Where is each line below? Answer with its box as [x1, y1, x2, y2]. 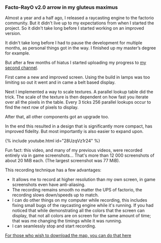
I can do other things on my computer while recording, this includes [12, 197, 147, 203]
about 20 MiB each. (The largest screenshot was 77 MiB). [5, 158, 120, 164]
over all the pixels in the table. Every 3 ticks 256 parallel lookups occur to [5, 99, 151, 105]
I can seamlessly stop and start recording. [12, 223, 96, 229]
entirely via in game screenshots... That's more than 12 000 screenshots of [5, 152, 155, 158]
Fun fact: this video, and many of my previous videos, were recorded [5, 148, 143, 153]
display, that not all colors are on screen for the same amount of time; [12, 213, 151, 219]
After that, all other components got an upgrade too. [5, 114, 109, 120]
